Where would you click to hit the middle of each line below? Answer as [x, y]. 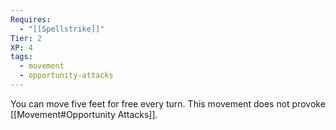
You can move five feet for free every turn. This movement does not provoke [168, 103]
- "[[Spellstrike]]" [62, 29]
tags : [21, 57]
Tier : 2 [26, 38]
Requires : [31, 19]
